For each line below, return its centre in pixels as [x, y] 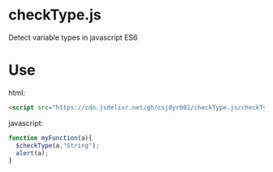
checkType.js [55, 15]
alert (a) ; [32, 153]
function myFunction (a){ [50, 138]
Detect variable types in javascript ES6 [73, 37]
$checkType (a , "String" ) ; [58, 145]
